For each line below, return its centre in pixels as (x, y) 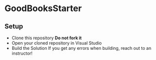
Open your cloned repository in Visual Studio (57, 43)
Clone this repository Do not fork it (47, 38)
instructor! (22, 53)
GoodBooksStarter (43, 8)
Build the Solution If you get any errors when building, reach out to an (81, 48)
